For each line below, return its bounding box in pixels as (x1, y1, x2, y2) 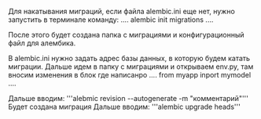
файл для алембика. (8, 38, 76, 48)
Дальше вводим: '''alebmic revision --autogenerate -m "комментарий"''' (8, 94, 249, 103)
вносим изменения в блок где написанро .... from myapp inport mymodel (8, 70, 252, 79)
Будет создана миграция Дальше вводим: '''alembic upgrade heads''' (8, 102, 241, 111)
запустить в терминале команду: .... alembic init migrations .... (8, 15, 214, 24)
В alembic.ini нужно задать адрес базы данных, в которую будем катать (8, 54, 250, 63)
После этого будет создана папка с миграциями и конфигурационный (8, 31, 245, 39)
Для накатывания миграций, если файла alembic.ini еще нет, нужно (8, 7, 236, 16)
